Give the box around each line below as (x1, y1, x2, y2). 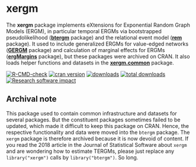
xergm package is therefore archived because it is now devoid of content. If (6, 135, 189, 142)
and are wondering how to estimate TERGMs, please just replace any (6, 147, 175, 155)
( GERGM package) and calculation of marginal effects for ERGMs (6, 46, 165, 53)
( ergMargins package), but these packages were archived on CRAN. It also (6, 53, 191, 60)
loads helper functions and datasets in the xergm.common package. (6, 59, 174, 66)
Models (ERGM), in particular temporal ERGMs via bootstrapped (6, 27, 162, 34)
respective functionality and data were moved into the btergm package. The (6, 129, 190, 136)
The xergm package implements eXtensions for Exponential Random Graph (6, 21, 191, 28)
